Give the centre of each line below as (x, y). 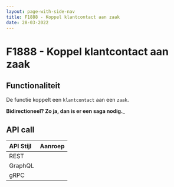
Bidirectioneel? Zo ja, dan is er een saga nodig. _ (66, 111)
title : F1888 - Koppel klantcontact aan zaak (63, 17)
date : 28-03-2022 (27, 22)
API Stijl (20, 146)
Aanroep (52, 146)
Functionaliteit (33, 86)
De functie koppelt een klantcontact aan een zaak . (68, 100)
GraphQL (22, 166)
